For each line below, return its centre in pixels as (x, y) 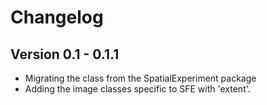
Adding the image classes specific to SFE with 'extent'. (137, 89)
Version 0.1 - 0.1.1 (65, 54)
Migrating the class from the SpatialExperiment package (140, 78)
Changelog (57, 17)
